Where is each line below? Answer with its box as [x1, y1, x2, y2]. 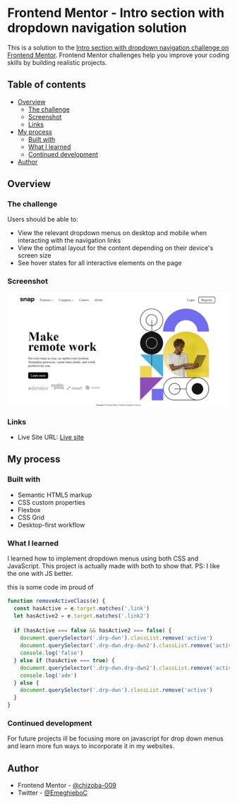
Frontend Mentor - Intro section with [7, 5, 224, 21]
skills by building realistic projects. [7, 58, 107, 66]
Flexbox [17, 505, 41, 514]
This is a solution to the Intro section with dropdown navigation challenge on [7, 43, 229, 52]
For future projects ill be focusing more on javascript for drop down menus [7, 734, 224, 743]
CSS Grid [17, 513, 44, 522]
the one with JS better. [7, 569, 73, 577]
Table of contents [7, 79, 86, 91]
